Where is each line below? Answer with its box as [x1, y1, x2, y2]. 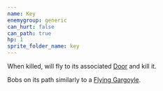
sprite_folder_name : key [7, 43, 80, 50]
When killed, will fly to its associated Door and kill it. [7, 62, 157, 70]
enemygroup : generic [7, 17, 68, 24]
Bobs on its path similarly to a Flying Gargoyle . [7, 76, 141, 84]
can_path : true [7, 29, 52, 37]
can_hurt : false [7, 23, 55, 30]
